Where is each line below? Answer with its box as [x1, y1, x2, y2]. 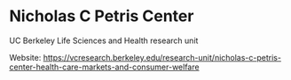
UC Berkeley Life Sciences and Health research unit [9, 35, 199, 46]
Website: [9, 52, 42, 62]
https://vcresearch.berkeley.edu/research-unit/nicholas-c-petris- [43, 52, 282, 62]
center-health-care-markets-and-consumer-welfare [9, 62, 200, 72]
